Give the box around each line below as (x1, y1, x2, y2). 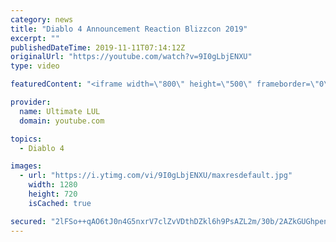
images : (10, 161, 43, 171)
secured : (10, 216, 47, 226)
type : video (10, 61, 60, 71)
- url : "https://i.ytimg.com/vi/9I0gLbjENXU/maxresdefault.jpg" (19, 171, 293, 181)
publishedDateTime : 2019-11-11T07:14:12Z (10, 42, 186, 53)
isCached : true (28, 198, 92, 208)
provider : (10, 97, 52, 107)
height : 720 (28, 189, 78, 199)
